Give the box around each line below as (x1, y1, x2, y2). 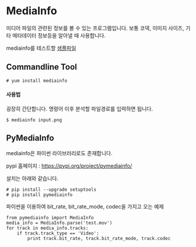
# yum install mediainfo (6, 78, 68, 84)
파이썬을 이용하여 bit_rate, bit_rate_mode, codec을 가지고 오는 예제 (6, 203, 164, 210)
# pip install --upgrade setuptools (6, 187, 97, 193)
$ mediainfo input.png (6, 117, 62, 123)
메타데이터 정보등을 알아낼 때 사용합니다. (12, 31, 106, 39)
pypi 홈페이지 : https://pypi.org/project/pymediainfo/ (6, 162, 132, 169)
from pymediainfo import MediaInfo (6, 214, 94, 220)
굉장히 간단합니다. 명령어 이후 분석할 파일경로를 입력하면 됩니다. (6, 105, 153, 112)
